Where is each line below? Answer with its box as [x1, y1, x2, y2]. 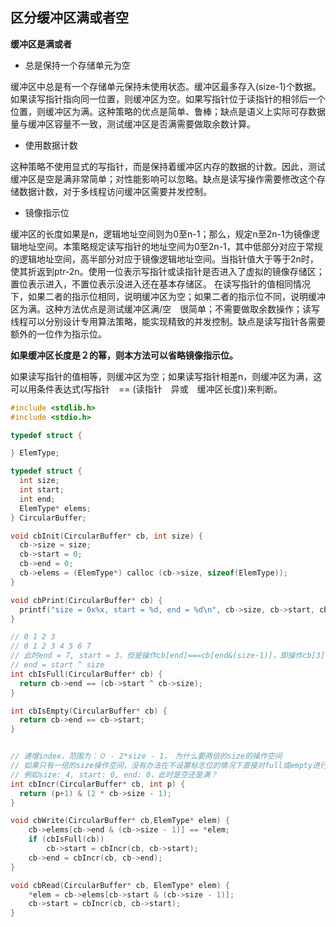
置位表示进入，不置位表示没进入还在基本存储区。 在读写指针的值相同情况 [10, 278, 311, 290]
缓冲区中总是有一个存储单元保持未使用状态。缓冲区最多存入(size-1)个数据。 [10, 80, 322, 92]
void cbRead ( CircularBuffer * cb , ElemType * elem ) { [10, 880, 230, 890]
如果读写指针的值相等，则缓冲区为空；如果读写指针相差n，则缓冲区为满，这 [10, 370, 323, 382]
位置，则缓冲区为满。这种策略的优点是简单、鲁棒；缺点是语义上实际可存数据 [10, 105, 326, 117]
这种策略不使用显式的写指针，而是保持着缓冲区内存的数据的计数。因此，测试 [10, 160, 326, 172]
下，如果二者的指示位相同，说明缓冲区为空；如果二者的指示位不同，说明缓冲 [10, 290, 326, 302]
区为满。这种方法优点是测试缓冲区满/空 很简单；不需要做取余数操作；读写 [10, 303, 321, 315]
